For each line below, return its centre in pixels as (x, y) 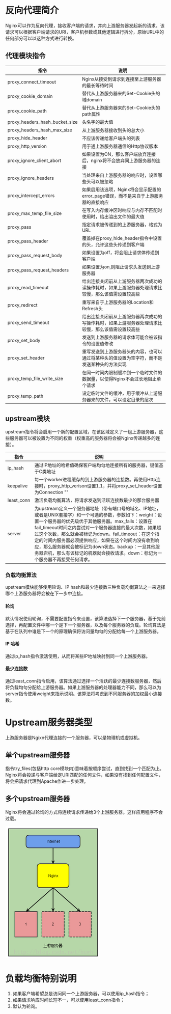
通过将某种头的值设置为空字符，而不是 (122, 358)
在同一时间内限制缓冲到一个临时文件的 (122, 372)
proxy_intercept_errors (31, 196)
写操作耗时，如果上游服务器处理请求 (120, 323)
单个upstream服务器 (38, 755)
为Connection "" (51, 492)
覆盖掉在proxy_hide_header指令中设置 (122, 238)
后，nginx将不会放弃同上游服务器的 (119, 160)
